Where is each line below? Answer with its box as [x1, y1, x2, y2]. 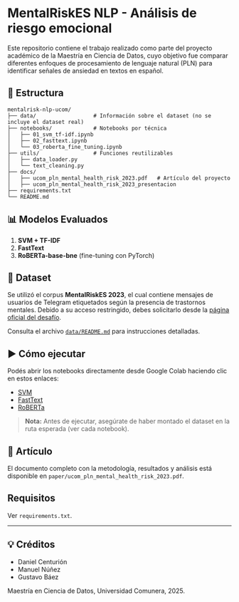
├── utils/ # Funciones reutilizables [7, 150, 174, 157]
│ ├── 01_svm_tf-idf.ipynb [7, 130, 94, 138]
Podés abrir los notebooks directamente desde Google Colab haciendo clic [7, 367, 228, 375]
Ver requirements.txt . [7, 511, 73, 519]
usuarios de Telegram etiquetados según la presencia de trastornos [7, 298, 206, 307]
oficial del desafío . [7, 313, 62, 322]
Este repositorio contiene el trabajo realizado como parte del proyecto [7, 43, 213, 52]
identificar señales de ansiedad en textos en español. [7, 66, 164, 75]
